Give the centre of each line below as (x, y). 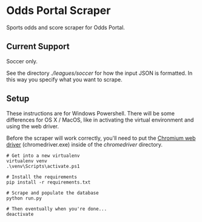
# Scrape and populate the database (52, 193)
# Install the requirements (42, 177)
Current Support (38, 47)
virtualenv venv (27, 161)
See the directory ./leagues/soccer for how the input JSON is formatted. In (99, 73)
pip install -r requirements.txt (49, 182)
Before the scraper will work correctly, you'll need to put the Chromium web (101, 138)
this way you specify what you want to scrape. (64, 79)
